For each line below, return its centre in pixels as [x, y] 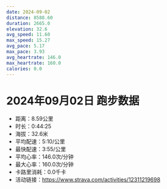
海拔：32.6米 [32, 134]
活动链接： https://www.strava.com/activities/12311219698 [87, 180]
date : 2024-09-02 [28, 12]
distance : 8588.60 [30, 18]
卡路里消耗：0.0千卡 [41, 172]
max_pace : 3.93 [26, 52]
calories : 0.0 [24, 69]
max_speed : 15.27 [28, 40]
